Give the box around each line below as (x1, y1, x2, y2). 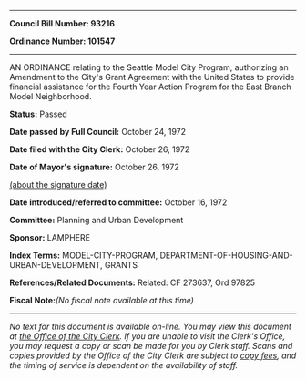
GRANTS (104, 260, 138, 270)
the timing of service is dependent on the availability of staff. (9, 360, 239, 370)
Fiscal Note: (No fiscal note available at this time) (9, 295, 194, 305)
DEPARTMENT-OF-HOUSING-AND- (159, 250, 293, 261)
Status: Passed (9, 108, 68, 119)
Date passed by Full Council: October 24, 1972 (9, 127, 187, 137)
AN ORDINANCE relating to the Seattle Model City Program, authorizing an (9, 62, 289, 73)
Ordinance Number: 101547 (9, 36, 116, 46)
